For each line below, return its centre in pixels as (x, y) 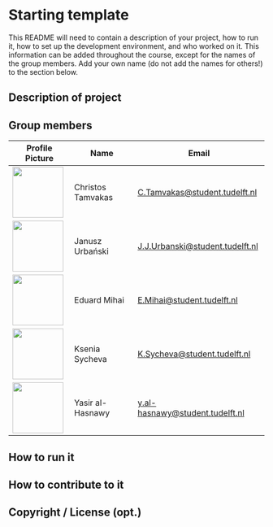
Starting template (69, 15)
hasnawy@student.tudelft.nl (191, 413)
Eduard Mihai (99, 300)
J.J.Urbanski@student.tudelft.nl (198, 246)
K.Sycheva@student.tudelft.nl (194, 354)
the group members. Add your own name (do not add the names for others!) (136, 63)
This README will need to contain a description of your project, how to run (133, 37)
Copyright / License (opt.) (75, 513)
